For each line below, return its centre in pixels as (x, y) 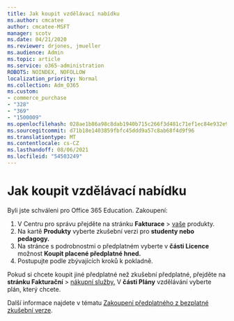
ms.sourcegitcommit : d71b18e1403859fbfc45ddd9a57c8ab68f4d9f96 (101, 130)
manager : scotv (29, 33)
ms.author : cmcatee (36, 20)
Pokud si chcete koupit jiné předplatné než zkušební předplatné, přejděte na (117, 274)
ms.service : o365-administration (56, 66)
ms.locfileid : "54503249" (45, 157)
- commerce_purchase (37, 98)
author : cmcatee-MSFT (39, 27)
